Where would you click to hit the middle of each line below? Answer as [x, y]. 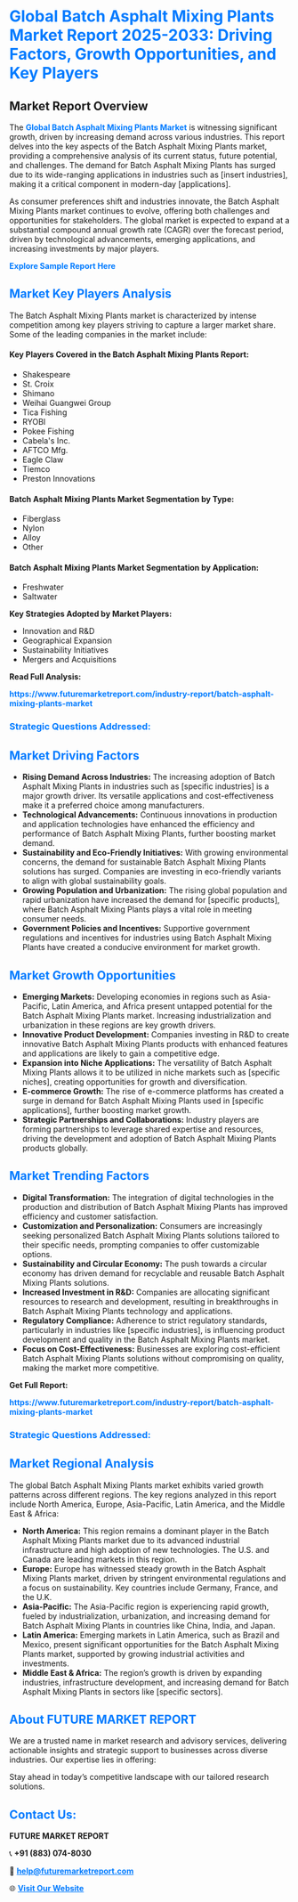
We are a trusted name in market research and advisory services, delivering [148, 1741]
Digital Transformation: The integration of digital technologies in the [148, 1197]
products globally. [55, 1148]
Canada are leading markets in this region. [100, 1559]
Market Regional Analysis [82, 1463]
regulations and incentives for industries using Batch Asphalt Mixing [147, 938]
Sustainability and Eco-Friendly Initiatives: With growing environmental [155, 853]
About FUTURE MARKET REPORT [103, 1719]
